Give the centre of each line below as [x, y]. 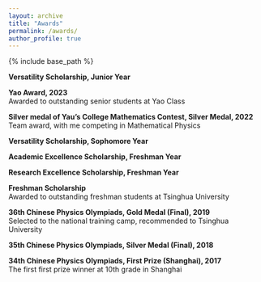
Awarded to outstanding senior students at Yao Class [97, 101]
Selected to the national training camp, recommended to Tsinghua [119, 221]
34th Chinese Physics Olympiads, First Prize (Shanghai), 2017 [115, 261]
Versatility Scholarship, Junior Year [70, 77]
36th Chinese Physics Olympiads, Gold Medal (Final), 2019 [109, 213]
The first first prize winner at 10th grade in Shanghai [95, 269]
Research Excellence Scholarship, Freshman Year [94, 173]
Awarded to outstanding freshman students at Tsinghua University [119, 197]
